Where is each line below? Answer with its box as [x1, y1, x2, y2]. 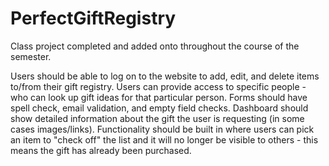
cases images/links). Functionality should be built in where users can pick [10, 123, 315, 135]
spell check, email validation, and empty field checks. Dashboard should [10, 102, 309, 114]
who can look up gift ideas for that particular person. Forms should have [10, 91, 308, 103]
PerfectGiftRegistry [10, 7, 177, 30]
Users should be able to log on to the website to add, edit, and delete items [10, 70, 320, 82]
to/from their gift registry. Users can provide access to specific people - [10, 80, 307, 92]
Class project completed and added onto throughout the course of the [10, 40, 300, 52]
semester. [10, 50, 52, 62]
